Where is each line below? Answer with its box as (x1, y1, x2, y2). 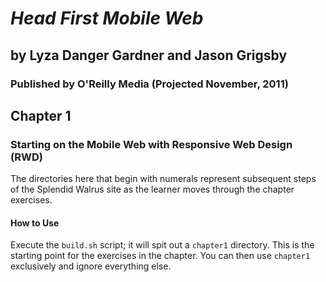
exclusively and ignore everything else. (10, 260, 172, 272)
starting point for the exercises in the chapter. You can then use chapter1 (10, 250, 311, 262)
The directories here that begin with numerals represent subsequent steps (10, 173, 317, 185)
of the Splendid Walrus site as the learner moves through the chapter (10, 183, 295, 196)
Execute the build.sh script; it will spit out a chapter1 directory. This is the (10, 239, 315, 251)
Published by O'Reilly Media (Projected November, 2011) (10, 77, 289, 91)
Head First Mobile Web (10, 7, 204, 30)
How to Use (10, 217, 60, 229)
